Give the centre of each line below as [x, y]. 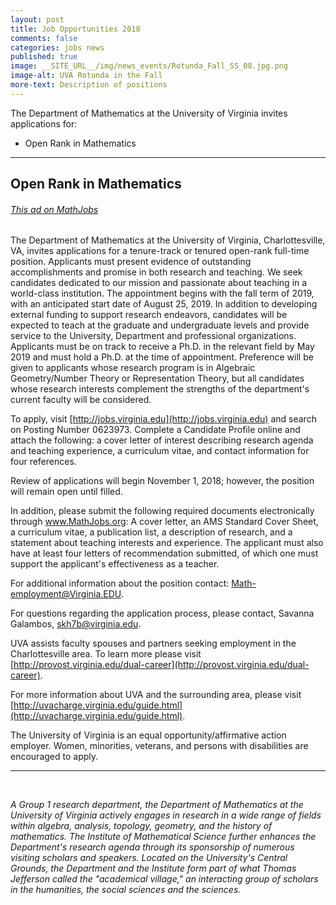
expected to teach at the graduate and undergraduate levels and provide [160, 325]
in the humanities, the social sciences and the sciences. [126, 890]
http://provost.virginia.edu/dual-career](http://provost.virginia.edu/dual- [161, 665]
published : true [44, 57]
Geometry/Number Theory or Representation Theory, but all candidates [157, 378]
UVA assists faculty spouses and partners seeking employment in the [153, 643]
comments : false [44, 38]
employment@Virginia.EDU [66, 594]
